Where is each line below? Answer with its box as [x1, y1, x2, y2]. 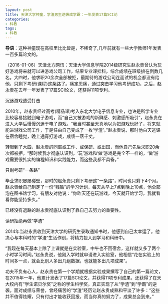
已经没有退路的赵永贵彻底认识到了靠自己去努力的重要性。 [5, 207, 123, 213]
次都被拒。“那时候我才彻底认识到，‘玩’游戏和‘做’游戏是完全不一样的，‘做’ [5, 150, 154, 156]
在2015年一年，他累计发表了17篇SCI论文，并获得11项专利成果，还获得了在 [5, 275, 157, 280]
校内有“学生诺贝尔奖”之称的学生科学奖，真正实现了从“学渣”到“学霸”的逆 [9, 281, 157, 287]
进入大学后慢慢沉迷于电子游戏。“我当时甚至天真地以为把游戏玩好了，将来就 [5, 121, 161, 127]
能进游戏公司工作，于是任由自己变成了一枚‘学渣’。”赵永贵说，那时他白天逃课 [5, 127, 161, 133]
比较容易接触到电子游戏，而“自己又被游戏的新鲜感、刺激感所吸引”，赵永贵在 [5, 115, 162, 120]
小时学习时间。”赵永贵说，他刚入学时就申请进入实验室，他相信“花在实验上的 [5, 251, 160, 257]
